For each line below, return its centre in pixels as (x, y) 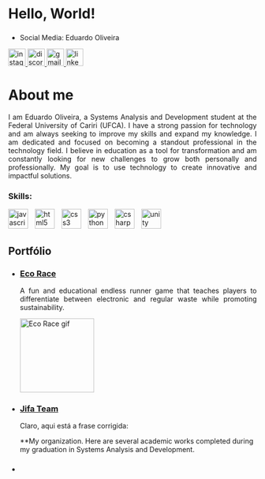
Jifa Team (39, 409)
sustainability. (42, 308)
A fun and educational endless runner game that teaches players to (138, 291)
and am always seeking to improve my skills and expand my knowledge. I (132, 134)
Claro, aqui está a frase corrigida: (74, 426)
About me (41, 95)
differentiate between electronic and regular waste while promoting (138, 299)
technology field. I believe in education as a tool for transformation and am (132, 151)
